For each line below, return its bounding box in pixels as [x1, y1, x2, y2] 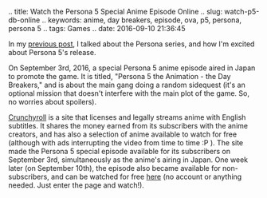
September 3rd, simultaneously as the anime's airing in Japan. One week [8, 155, 249, 164]
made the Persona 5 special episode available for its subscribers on [8, 147, 231, 156]
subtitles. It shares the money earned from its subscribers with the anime [8, 121, 249, 130]
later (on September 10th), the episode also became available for [8, 164, 221, 172]
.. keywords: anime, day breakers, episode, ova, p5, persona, [41, 15, 241, 25]
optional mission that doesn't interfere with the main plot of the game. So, [8, 89, 249, 98]
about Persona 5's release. [8, 48, 96, 57]
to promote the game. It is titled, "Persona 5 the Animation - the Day [8, 72, 231, 81]
